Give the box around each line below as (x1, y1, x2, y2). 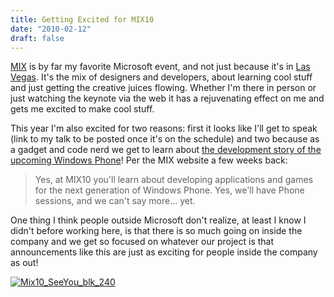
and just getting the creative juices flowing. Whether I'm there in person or (10, 82, 317, 94)
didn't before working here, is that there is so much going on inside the (10, 225, 303, 237)
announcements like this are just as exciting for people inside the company (10, 246, 318, 258)
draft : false (10, 33, 65, 43)
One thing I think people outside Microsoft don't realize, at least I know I (10, 214, 307, 226)
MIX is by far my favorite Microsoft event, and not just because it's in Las (10, 61, 311, 73)
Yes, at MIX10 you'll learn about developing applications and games (34, 174, 314, 186)
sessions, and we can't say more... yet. (34, 195, 196, 207)
